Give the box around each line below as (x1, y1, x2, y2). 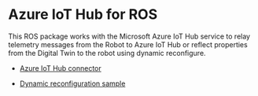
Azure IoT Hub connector (19, 63, 102, 72)
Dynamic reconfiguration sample (19, 79, 126, 88)
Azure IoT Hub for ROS (8, 6, 158, 24)
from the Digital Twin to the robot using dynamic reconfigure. (8, 48, 206, 57)
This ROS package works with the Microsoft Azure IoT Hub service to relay (8, 31, 250, 41)
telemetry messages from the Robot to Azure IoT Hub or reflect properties (8, 39, 248, 49)
